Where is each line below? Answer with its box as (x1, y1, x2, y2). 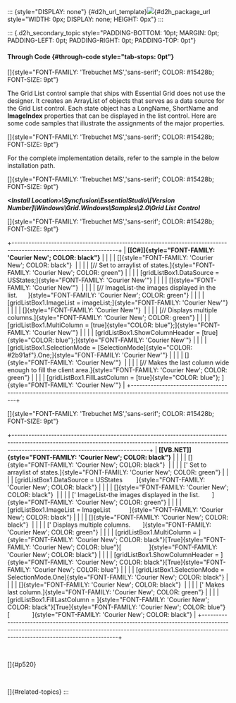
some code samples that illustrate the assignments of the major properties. (7, 119, 225, 128)
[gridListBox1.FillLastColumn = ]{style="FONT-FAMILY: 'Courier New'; (7, 596, 210, 604)
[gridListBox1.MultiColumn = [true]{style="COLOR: (7, 321, 154, 329)
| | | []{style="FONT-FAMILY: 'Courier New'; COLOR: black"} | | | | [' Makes (7, 580, 225, 589)
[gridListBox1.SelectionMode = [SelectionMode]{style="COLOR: (7, 343, 192, 352)
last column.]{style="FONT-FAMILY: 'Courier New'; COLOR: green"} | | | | (7, 588, 220, 597)
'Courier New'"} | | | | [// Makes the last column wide (75, 358, 230, 367)
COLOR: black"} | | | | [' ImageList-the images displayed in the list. (7, 491, 200, 499)
